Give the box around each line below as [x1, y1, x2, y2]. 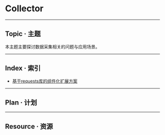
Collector [5, 3, 44, 14]
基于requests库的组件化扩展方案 [12, 78, 78, 84]
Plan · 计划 [5, 98, 37, 107]
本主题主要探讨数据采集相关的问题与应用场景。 [5, 44, 100, 50]
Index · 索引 [5, 64, 41, 73]
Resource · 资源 [5, 122, 53, 131]
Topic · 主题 [5, 30, 41, 38]
